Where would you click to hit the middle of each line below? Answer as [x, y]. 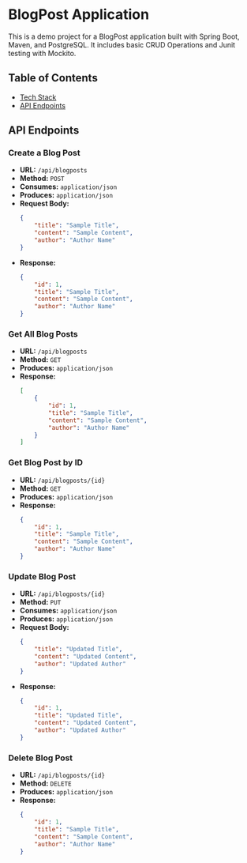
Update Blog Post [42, 576]
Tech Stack [38, 97]
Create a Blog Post [44, 153]
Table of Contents [53, 78]
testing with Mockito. [42, 53]
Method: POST [42, 179]
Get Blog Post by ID [46, 462]
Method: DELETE [46, 783]
